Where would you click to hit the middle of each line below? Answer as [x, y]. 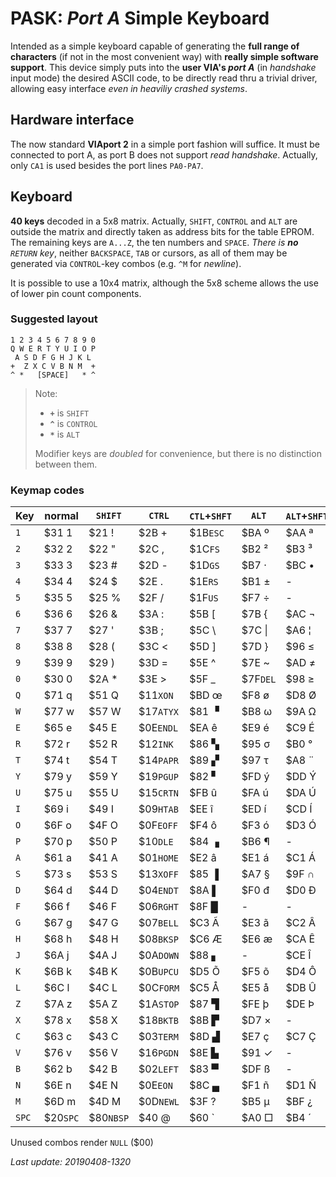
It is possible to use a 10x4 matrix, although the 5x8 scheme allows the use [164, 283]
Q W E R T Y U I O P [53, 348]
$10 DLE [156, 842]
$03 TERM [158, 1037]
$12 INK [156, 744]
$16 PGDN [158, 1053]
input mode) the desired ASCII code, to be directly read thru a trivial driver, [164, 78]
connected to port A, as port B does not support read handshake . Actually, [164, 154]
